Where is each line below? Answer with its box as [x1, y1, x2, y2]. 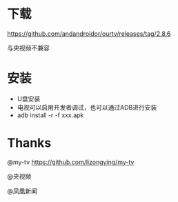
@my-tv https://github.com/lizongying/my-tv [7, 158, 135, 166]
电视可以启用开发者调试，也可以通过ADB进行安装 [17, 103, 157, 111]
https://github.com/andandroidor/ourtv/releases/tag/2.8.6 [7, 29, 171, 38]
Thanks [7, 135, 52, 151]
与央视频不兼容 [7, 43, 50, 52]
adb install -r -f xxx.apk [17, 111, 84, 119]
